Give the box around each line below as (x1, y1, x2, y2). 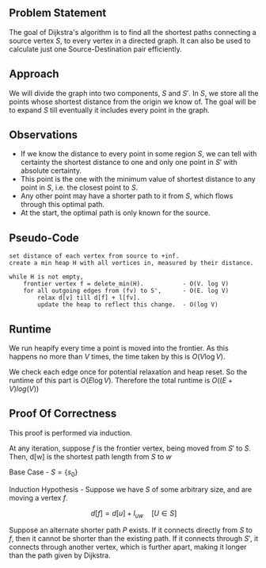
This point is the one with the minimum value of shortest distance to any (20, 175, 256, 184)
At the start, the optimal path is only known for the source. (20, 208, 211, 217)
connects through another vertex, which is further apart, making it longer (9, 543, 247, 552)
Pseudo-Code (9, 231, 80, 244)
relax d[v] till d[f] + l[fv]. (37, 294, 141, 302)
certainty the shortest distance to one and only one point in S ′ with (20, 158, 237, 167)
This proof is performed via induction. (9, 428, 133, 437)
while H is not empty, (9, 273, 84, 281)
